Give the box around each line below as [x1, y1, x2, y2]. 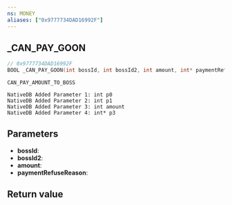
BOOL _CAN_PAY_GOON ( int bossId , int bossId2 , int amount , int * [7, 67, 193, 74]
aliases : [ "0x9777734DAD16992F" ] [7, 17, 104, 23]
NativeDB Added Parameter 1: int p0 [7, 91, 113, 99]
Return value [7, 188, 64, 200]
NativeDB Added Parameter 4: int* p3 [7, 110, 116, 117]
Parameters [7, 128, 59, 140]
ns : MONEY [7, 10, 36, 17]
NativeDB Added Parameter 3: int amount [7, 104, 126, 110]
